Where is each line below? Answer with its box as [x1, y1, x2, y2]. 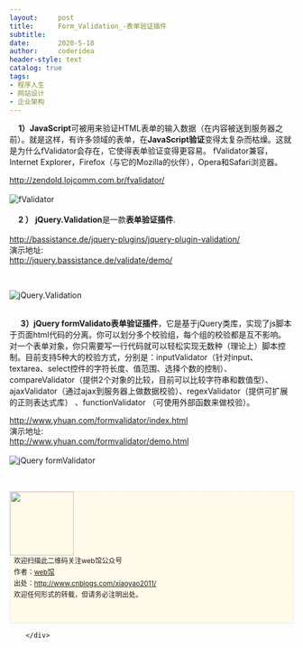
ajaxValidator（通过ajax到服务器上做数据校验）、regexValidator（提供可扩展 [9, 385, 289, 397]
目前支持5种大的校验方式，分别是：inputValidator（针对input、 [24, 352, 259, 363]
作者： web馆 [13, 568, 55, 578]
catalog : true [9, 64, 63, 73]
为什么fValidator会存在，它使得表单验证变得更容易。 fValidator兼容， [16, 145, 273, 156]
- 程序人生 [9, 80, 45, 89]
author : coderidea [9, 47, 95, 56]
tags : [9, 72, 30, 81]
